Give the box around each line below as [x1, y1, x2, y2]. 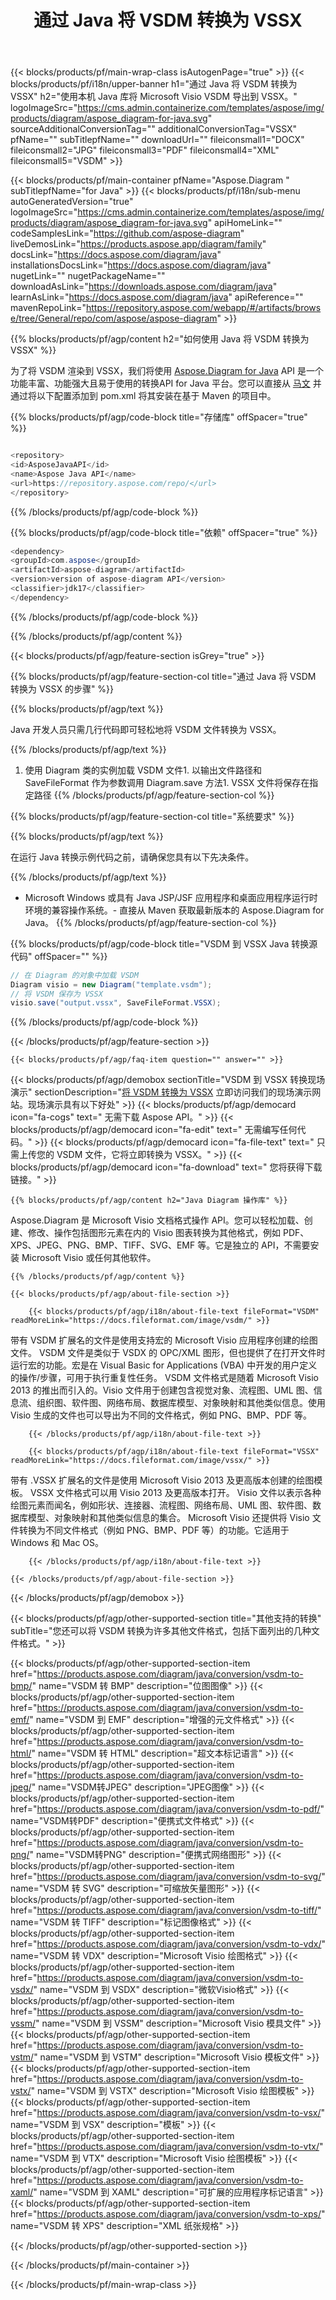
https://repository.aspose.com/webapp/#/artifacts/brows [85, 302, 322, 314]
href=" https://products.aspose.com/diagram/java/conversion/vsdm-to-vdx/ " [10, 1938, 326, 1950]
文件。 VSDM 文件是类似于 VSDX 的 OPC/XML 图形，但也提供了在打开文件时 [10, 1347, 326, 1359]
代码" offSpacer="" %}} [10, 950, 108, 962]
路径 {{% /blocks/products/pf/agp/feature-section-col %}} [33, 789, 275, 801]
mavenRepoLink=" [10, 302, 87, 314]
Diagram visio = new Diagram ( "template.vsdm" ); [10, 979, 213, 990]
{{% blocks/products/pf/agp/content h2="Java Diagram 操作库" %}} [10, 1196, 288, 1206]
